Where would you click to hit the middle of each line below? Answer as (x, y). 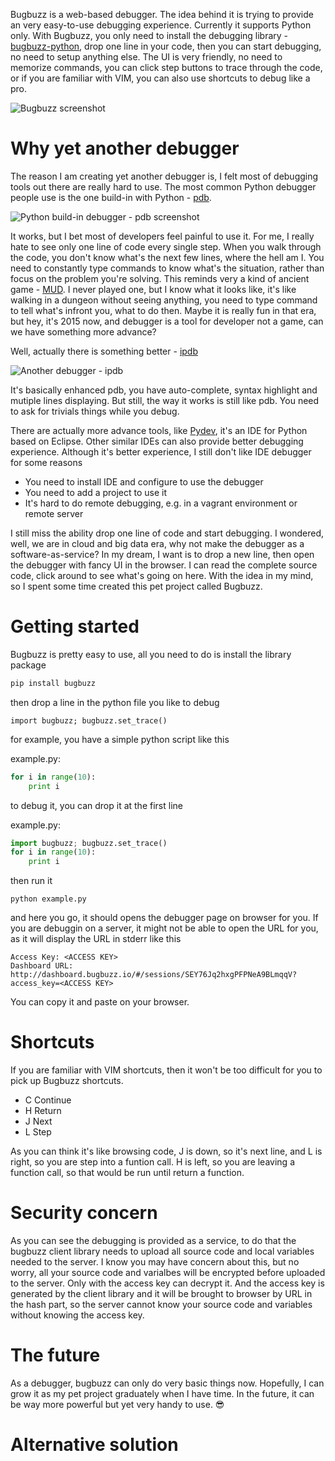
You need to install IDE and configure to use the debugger (144, 481)
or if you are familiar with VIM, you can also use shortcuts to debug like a (160, 78)
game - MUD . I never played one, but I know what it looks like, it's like (153, 289)
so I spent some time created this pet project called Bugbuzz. (136, 586)
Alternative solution (94, 1445)
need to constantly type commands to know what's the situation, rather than (167, 268)
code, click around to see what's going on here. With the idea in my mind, (162, 575)
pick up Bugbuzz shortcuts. (67, 1081)
